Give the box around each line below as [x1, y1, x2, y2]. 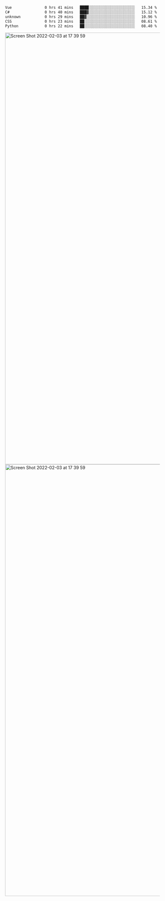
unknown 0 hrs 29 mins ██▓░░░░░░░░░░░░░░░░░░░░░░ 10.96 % [5, 14, 157, 19]
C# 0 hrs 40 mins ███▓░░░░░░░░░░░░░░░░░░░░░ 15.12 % [5, 9, 157, 15]
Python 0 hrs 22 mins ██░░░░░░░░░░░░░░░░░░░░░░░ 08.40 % [5, 23, 157, 29]
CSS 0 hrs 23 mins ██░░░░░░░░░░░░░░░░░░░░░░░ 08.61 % [5, 19, 157, 24]
